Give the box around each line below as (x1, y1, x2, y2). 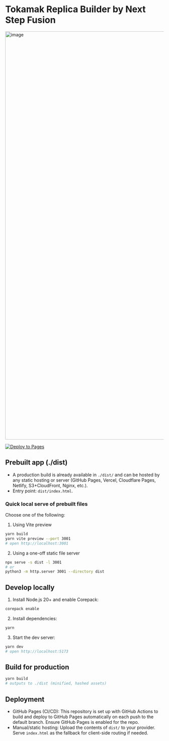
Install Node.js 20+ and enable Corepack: (12, 596, 99, 603)
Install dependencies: (12, 615, 57, 621)
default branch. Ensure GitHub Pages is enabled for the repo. (12, 719, 139, 725)
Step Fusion (5, 14, 56, 26)
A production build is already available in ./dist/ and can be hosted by (12, 472, 160, 478)
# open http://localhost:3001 (5, 541, 69, 546)
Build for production (5, 663, 69, 671)
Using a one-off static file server (12, 550, 80, 556)
